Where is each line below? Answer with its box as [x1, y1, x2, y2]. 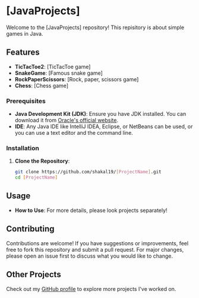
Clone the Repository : [14, 157, 70, 164]
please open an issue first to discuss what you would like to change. [6, 252, 173, 259]
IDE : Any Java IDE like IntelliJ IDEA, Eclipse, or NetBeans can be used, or [14, 123, 193, 130]
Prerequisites [6, 97, 46, 105]
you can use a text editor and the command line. [14, 129, 134, 137]
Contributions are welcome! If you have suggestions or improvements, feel [6, 239, 189, 247]
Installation [6, 144, 40, 152]
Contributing [6, 224, 55, 234]
